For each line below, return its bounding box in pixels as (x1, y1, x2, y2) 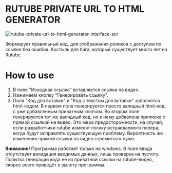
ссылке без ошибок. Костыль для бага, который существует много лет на (5, 46, 167, 52)
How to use (5, 70, 54, 81)
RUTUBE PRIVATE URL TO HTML (5, 3, 145, 15)
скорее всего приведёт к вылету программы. (5, 162, 106, 168)
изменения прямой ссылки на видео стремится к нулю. (12, 135, 136, 141)
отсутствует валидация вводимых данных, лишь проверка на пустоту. (5, 150, 160, 157)
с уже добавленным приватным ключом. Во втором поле (12, 108, 140, 114)
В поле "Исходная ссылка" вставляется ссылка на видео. (12, 86, 140, 93)
